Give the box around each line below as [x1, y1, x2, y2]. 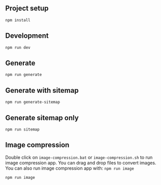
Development [5, 32, 49, 40]
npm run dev [5, 45, 30, 50]
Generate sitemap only [5, 113, 79, 122]
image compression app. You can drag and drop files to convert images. [5, 160, 156, 166]
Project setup [5, 4, 49, 13]
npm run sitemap [5, 127, 40, 132]
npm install [5, 17, 30, 22]
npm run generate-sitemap [5, 99, 60, 105]
